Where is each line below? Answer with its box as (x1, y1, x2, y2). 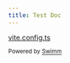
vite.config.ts (8, 33, 51, 42)
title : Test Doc (8, 11, 61, 19)
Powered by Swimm (8, 47, 62, 55)
